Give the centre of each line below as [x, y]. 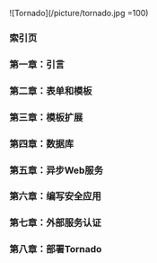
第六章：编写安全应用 [55, 196]
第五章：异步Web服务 [57, 170]
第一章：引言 [37, 64]
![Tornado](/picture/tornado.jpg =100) [79, 13]
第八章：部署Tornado [56, 249]
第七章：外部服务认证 [55, 222]
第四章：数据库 [42, 143]
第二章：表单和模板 [51, 91]
